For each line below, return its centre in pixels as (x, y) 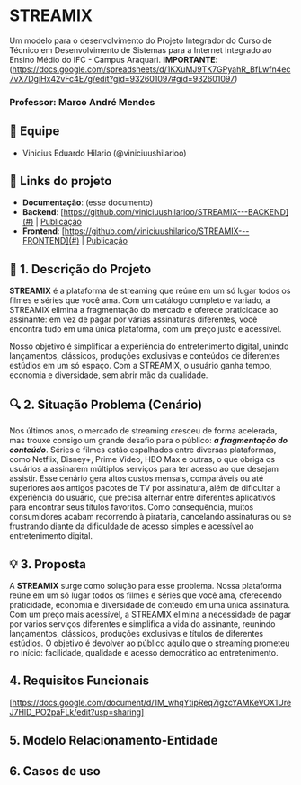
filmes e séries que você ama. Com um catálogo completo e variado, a (140, 300)
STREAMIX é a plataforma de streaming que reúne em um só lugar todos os (150, 291)
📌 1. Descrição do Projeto (80, 269)
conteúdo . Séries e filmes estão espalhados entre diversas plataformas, (143, 450)
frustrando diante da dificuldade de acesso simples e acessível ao (132, 526)
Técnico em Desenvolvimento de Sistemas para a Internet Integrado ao (141, 49)
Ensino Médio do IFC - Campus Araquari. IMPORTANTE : (114, 59)
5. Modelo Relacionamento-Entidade (114, 740)
